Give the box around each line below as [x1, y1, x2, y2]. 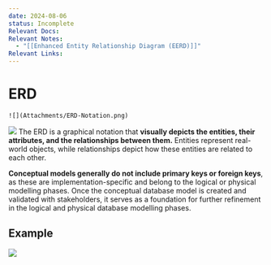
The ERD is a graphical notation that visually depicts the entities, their [18, 127, 256, 137]
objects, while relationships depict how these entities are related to [28, 144, 253, 154]
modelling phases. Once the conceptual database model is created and [8, 185, 247, 195]
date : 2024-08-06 [8, 11, 67, 20]
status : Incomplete [8, 20, 75, 28]
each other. [8, 152, 47, 163]
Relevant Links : [8, 50, 63, 58]
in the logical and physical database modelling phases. [8, 202, 191, 212]
